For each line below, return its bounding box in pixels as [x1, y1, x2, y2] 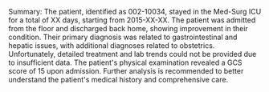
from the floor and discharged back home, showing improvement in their [8, 24, 249, 33]
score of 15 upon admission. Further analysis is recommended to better [8, 66, 244, 75]
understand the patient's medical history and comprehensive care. [8, 75, 229, 84]
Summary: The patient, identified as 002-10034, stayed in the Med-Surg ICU [8, 7, 262, 16]
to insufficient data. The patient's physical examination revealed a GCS [8, 58, 243, 67]
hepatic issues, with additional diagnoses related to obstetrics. [8, 41, 215, 50]
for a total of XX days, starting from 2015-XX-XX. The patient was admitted [8, 15, 256, 25]
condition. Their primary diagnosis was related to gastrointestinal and [8, 32, 238, 42]
